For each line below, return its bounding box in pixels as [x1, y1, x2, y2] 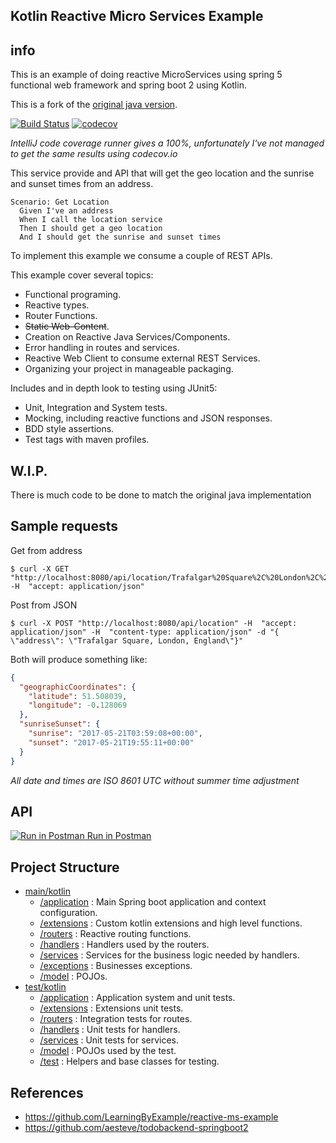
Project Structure [10, 859, 120, 876]
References [10, 1084, 84, 1101]
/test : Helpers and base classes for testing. [39, 1055, 220, 1068]
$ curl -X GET [10, 564, 70, 574]
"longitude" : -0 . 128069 [28, 700, 128, 711]
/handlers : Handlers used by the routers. [39, 939, 210, 951]
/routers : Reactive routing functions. [39, 928, 192, 940]
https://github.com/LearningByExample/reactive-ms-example [24, 1111, 279, 1123]
